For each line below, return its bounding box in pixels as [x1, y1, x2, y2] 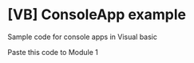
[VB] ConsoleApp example [7, 6, 187, 24]
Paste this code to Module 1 [7, 47, 99, 57]
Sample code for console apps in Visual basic [7, 32, 157, 41]
